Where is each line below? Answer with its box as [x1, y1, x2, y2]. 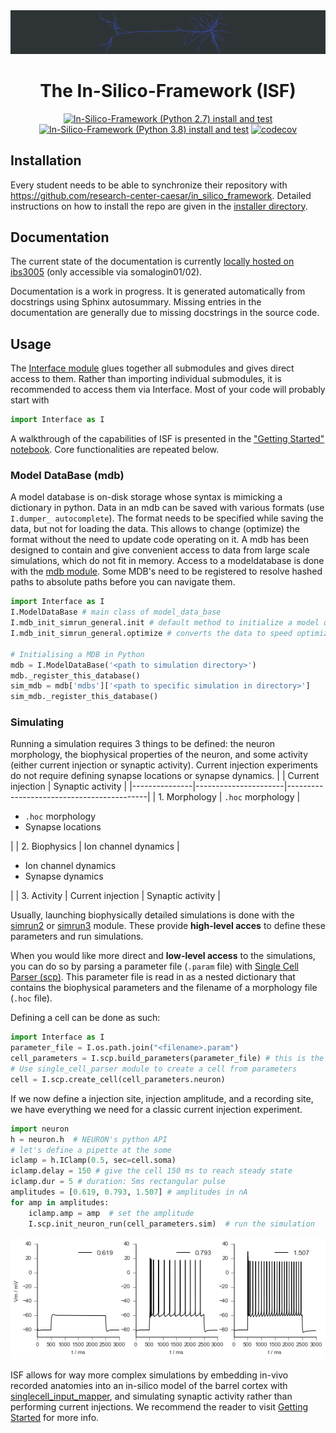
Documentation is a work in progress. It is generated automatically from [10, 285, 306, 298]
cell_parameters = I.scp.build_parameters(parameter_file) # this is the [10, 1054, 325, 1064]
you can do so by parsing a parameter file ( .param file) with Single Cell [10, 960, 299, 973]
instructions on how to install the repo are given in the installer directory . [10, 200, 308, 212]
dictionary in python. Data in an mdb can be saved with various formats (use [10, 502, 325, 514]
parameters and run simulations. [10, 930, 144, 943]
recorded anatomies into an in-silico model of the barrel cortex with [10, 1379, 288, 1391]
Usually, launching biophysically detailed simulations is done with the [10, 909, 295, 921]
